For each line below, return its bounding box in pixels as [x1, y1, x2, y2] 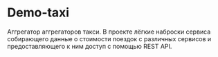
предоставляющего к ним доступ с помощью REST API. [7, 42, 172, 50]
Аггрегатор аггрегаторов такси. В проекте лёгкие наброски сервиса [7, 27, 211, 36]
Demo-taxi [7, 5, 70, 21]
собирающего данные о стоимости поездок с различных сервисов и [7, 34, 212, 43]
